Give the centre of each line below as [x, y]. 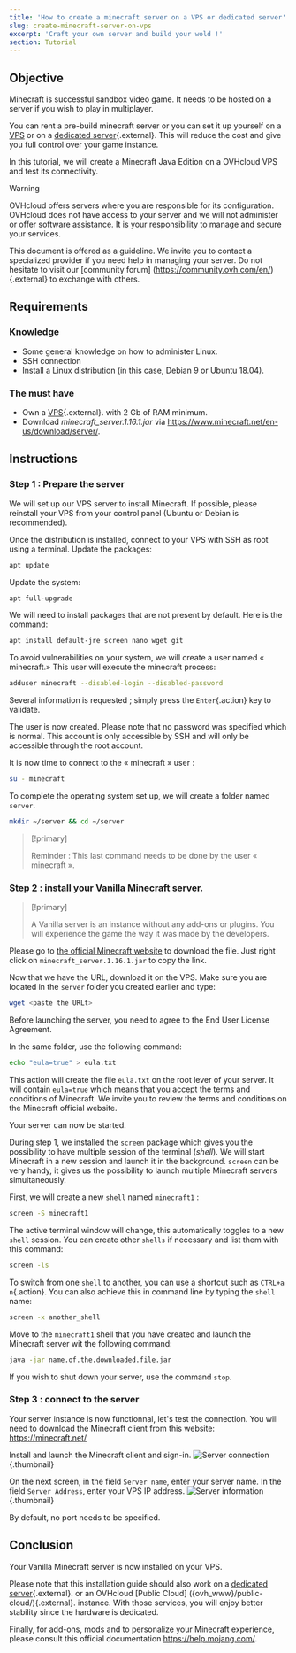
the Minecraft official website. [63, 1108]
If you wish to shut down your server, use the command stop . [121, 1377]
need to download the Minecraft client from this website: [112, 1428]
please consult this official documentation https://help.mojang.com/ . [133, 1638]
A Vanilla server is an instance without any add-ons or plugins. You [152, 924]
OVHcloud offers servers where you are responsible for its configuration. [142, 205]
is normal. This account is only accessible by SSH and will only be [129, 737]
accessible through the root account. [76, 745]
